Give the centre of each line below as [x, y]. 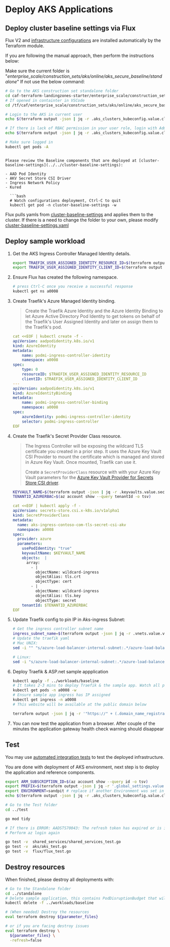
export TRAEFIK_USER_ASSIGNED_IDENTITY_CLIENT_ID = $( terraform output [88, 268]
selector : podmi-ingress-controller [60, 421]
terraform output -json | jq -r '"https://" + [62, 714]
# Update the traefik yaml [41, 639]
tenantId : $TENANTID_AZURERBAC [55, 605]
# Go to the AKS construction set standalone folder [62, 91]
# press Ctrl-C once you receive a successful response [73, 287]
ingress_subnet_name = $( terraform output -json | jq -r [72, 634]
